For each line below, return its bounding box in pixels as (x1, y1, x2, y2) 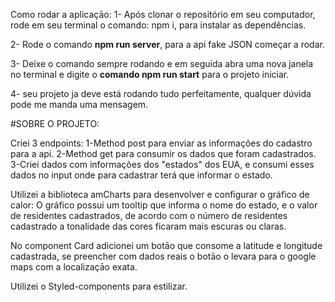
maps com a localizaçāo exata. (10, 261, 138, 273)
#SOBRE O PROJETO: (10, 118, 100, 129)
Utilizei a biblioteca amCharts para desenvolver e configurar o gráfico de (10, 189, 310, 200)
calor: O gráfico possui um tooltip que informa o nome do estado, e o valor (10, 199, 318, 211)
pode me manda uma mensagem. (10, 99, 149, 110)
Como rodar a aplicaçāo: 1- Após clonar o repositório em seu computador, (10, 9, 316, 20)
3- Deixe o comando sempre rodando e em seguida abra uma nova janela (10, 58, 314, 69)
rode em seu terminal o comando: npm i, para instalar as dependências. (10, 19, 307, 31)
